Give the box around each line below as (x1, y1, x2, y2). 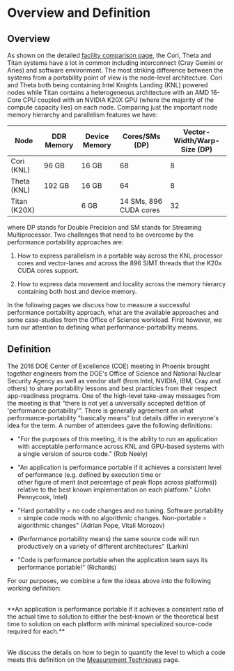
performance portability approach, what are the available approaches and (7, 309, 219, 316)
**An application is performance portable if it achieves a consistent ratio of (7, 605, 224, 613)
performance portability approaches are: (7, 238, 124, 246)
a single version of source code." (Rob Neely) (17, 449, 148, 458)
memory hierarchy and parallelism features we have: (7, 110, 158, 119)
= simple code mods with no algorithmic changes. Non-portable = (17, 513, 207, 522)
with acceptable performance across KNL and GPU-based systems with (17, 442, 224, 450)
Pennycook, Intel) (17, 492, 68, 501)
